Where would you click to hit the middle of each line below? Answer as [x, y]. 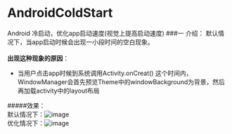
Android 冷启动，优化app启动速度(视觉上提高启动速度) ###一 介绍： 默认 [113, 33]
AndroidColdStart [60, 13]
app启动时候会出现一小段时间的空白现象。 [93, 42]
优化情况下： [26, 123]
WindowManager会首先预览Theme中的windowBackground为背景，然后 [121, 81]
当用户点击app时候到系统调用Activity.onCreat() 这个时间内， [105, 73]
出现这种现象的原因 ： [38, 58]
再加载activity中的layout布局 [58, 91]
